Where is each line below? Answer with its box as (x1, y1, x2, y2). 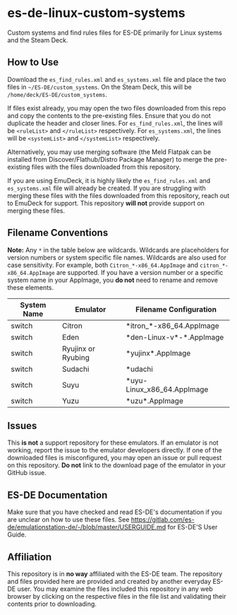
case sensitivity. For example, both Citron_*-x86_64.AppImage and (7, 260, 199, 269)
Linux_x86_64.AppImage (126, 384, 209, 394)
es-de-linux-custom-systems (7, 5, 186, 21)
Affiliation (7, 551, 52, 563)
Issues (7, 419, 37, 432)
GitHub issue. (7, 469, 47, 477)
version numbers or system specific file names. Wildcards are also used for (7, 253, 227, 262)
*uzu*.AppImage (126, 396, 183, 406)
